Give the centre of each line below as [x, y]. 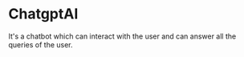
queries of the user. [41, 44]
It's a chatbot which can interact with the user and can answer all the [122, 36]
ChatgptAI [43, 14]
